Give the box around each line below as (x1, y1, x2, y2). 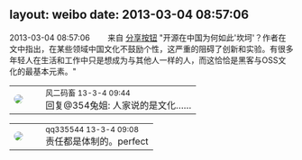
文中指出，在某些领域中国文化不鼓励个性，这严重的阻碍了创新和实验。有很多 (9, 43, 294, 54)
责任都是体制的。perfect (45, 135, 149, 147)
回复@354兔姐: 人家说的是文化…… (45, 99, 192, 111)
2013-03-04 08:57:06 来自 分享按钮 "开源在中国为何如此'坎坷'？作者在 (9, 31, 287, 43)
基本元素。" (32, 66, 77, 76)
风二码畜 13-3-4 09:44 (45, 87, 131, 98)
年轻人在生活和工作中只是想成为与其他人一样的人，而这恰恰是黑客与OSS (9, 54, 279, 66)
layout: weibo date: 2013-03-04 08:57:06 (9, 7, 250, 22)
